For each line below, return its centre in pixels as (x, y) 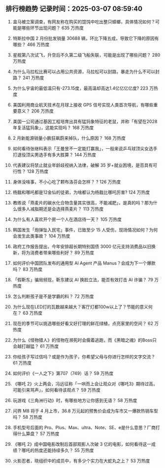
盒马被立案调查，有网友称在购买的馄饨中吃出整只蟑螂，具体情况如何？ (84, 22)
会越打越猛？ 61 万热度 (36, 346)
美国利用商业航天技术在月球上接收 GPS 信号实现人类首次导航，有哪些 (83, 104)
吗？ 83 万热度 (27, 269)
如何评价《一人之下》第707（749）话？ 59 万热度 (63, 373)
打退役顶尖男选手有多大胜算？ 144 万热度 (54, 155)
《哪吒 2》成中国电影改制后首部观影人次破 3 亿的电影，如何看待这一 (82, 444)
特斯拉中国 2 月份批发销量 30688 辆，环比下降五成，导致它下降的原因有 (86, 38)
